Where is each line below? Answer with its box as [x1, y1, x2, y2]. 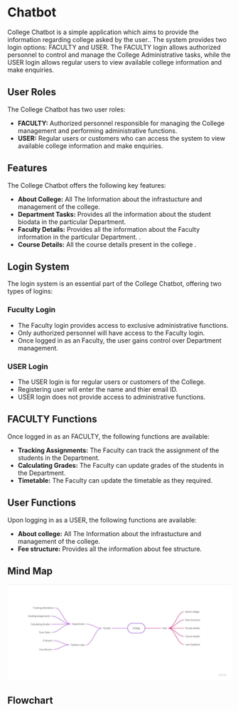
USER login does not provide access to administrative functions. [17, 392, 206, 401]
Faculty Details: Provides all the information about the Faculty [17, 225, 200, 233]
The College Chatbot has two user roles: [7, 105, 126, 114]
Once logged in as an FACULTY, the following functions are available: [7, 432, 210, 441]
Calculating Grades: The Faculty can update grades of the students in [17, 461, 225, 469]
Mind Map [7, 565, 53, 577]
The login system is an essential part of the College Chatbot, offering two [7, 279, 222, 288]
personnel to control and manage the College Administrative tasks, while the [7, 50, 231, 59]
